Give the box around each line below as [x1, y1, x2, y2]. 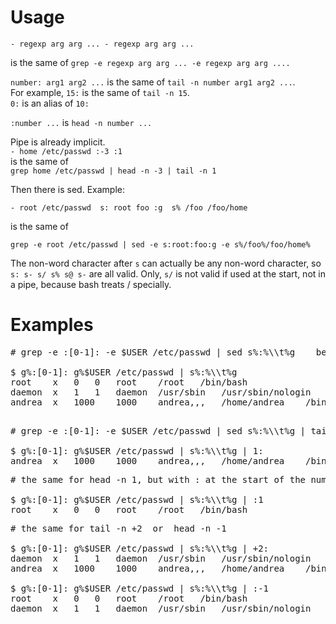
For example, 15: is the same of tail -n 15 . [10, 86, 190, 98]
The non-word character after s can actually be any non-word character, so [10, 257, 322, 269]
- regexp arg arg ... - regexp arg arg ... [10, 39, 195, 49]
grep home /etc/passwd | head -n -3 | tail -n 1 [10, 166, 217, 176]
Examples [10, 314, 94, 336]
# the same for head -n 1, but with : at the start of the [10, 474, 307, 485]
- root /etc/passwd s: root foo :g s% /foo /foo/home [10, 202, 248, 213]
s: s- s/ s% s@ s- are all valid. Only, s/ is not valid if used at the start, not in [10, 267, 326, 280]
